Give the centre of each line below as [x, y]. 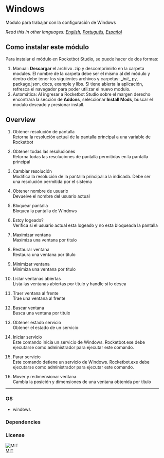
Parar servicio [27, 357]
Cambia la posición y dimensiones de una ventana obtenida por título [82, 382]
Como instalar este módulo [47, 47]
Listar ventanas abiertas [37, 278]
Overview [21, 120]
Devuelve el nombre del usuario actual [51, 196]
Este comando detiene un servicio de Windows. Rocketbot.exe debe [81, 362]
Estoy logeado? [28, 220]
